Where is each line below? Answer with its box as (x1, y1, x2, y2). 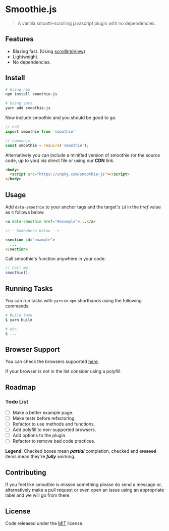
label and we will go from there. (5, 492, 71, 498)
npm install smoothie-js (5, 92, 58, 97)
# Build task (5, 312, 33, 317)
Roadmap (5, 383, 36, 392)
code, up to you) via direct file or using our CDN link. (5, 157, 115, 164)
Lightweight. (12, 54, 39, 60)
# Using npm (5, 87, 30, 92)
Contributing (5, 468, 46, 476)
